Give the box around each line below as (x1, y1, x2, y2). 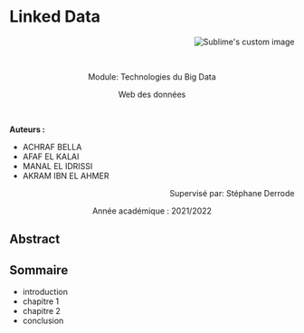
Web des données (118, 89, 186, 100)
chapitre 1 (22, 296, 60, 307)
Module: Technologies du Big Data (87, 71, 217, 82)
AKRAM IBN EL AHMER (22, 170, 109, 181)
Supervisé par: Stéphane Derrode (169, 187, 295, 198)
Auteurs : (9, 124, 45, 135)
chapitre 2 (22, 306, 62, 317)
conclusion (22, 315, 64, 327)
